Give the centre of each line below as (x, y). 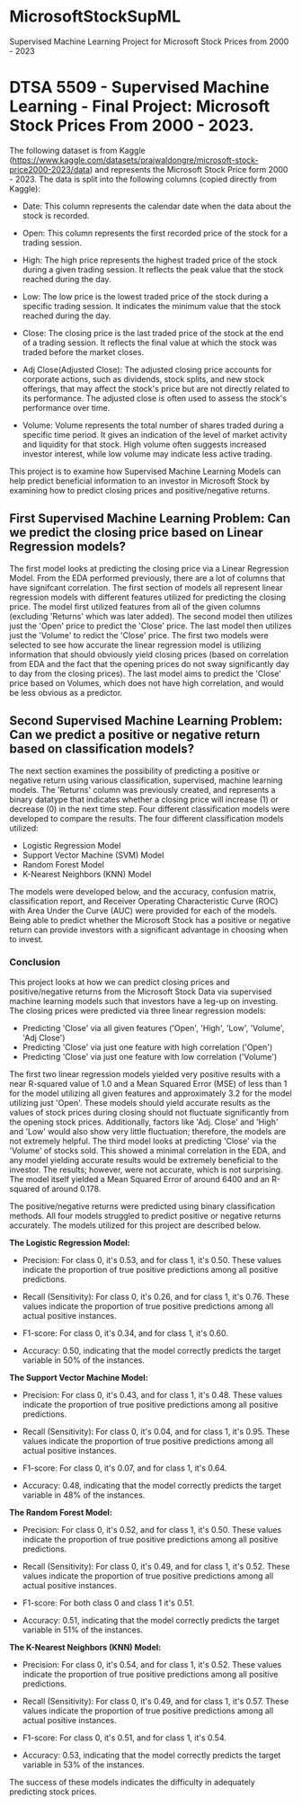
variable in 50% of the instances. (84, 1360)
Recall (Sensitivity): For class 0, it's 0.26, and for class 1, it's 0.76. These (155, 1296)
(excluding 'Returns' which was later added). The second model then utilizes (151, 616)
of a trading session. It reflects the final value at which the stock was (149, 343)
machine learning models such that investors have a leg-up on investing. (144, 1001)
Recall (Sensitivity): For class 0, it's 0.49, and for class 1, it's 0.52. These (156, 1566)
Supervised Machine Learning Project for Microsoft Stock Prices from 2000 (149, 41)
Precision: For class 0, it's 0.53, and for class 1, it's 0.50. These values (151, 1259)
